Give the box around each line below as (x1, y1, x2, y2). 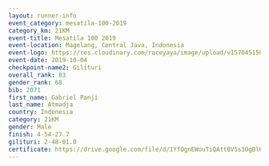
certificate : (8, 145, 52, 153)
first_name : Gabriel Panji (8, 93, 98, 101)
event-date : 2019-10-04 (8, 57, 88, 65)
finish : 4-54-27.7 (8, 130, 70, 138)
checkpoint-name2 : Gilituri (8, 64, 102, 72)
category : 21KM (8, 116, 59, 124)
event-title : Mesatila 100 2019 (8, 34, 116, 42)
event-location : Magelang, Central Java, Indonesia (8, 41, 184, 49)
